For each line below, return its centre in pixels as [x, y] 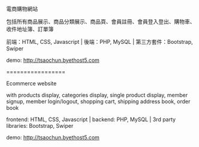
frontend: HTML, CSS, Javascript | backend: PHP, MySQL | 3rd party [91, 119]
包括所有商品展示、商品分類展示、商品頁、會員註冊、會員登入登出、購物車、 [101, 22]
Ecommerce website [31, 83]
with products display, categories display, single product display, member [97, 95]
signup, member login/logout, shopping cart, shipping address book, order [98, 101]
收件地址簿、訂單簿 [30, 29]
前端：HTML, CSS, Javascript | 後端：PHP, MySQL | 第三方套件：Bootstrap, [99, 42]
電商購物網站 [22, 9]
